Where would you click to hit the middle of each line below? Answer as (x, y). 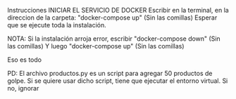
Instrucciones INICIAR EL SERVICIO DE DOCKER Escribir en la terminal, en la (118, 10)
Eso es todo (25, 60)
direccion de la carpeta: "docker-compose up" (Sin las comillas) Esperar (112, 18)
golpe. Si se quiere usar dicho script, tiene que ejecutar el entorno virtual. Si (118, 81)
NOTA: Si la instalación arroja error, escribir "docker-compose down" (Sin (114, 39)
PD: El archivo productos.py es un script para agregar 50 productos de (110, 73)
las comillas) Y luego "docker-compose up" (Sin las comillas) (96, 46)
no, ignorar (23, 88)
